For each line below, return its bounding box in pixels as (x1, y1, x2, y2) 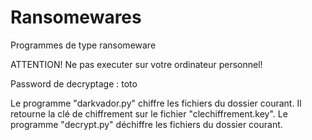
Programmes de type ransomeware (10, 39, 157, 51)
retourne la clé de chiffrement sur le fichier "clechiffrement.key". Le (10, 107, 288, 120)
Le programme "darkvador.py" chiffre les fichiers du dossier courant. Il (10, 97, 302, 109)
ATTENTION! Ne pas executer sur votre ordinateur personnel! (10, 58, 263, 70)
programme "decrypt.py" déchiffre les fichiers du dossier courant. (10, 118, 283, 130)
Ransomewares (10, 6, 142, 29)
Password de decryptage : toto (10, 77, 138, 90)
